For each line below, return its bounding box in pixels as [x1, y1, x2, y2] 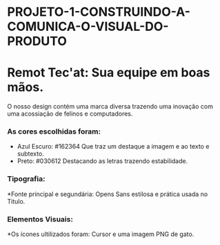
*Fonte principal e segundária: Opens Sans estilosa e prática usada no [7, 190, 208, 198]
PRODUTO [7, 34, 68, 49]
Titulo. [7, 197, 26, 205]
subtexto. [17, 149, 45, 158]
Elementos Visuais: [7, 214, 74, 224]
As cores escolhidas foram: [7, 127, 101, 136]
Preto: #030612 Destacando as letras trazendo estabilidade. [17, 157, 188, 165]
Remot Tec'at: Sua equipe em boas [7, 65, 210, 81]
